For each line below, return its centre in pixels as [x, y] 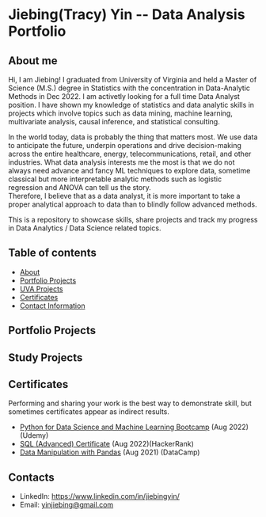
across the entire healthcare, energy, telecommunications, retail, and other [130, 154]
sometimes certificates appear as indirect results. [89, 412]
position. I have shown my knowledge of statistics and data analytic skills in [131, 105]
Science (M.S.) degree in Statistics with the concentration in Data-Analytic [129, 88]
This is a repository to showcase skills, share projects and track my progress [133, 220]
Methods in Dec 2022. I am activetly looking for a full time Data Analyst [124, 96]
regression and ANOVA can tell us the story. [80, 187]
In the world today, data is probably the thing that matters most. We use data [133, 137]
